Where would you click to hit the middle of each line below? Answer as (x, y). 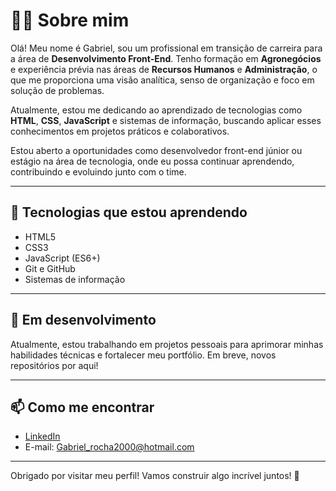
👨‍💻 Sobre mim (70, 20)
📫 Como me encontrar (82, 407)
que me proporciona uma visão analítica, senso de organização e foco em (162, 80)
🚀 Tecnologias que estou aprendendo (129, 212)
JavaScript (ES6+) (62, 258)
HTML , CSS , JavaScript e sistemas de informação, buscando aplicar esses (166, 120)
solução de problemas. (57, 90)
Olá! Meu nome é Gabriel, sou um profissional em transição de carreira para (166, 48)
